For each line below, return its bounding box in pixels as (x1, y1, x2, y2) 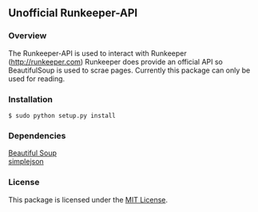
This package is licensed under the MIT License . (8, 194, 168, 204)
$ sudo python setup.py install (8, 112, 116, 120)
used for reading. (8, 73, 65, 83)
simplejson (8, 157, 44, 167)
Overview (8, 30, 47, 41)
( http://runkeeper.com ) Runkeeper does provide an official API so (8, 57, 224, 66)
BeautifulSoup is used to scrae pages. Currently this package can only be (8, 65, 251, 75)
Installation (8, 93, 54, 104)
